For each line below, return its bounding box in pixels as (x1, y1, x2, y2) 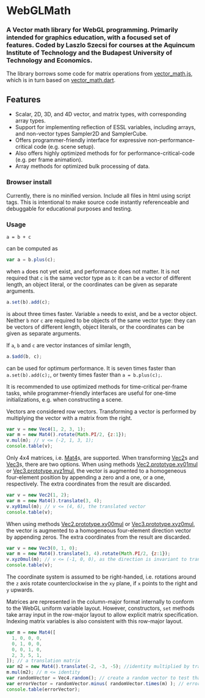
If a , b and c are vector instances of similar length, (6, 341, 131, 349)
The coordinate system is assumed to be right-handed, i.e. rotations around (6, 573, 196, 580)
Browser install (6, 178, 52, 187)
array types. (15, 117, 46, 124)
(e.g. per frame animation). (15, 156, 83, 163)
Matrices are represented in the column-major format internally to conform (6, 598, 194, 606)
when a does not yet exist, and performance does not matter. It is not (6, 268, 180, 275)
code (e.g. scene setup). (33, 143, 96, 151)
